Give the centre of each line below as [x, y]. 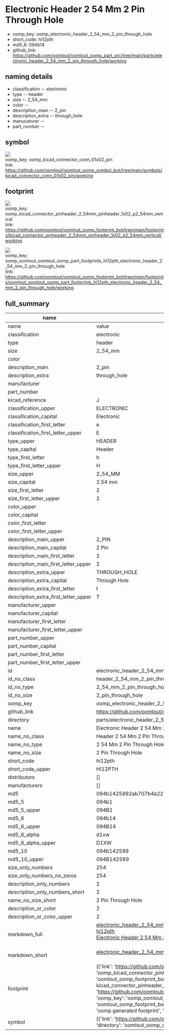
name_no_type [25, 744]
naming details [29, 77]
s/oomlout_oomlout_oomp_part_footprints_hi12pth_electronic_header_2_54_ [83, 282]
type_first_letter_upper [34, 466]
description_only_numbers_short [46, 892]
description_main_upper [36, 539]
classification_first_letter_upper [45, 433]
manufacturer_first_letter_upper [45, 630]
